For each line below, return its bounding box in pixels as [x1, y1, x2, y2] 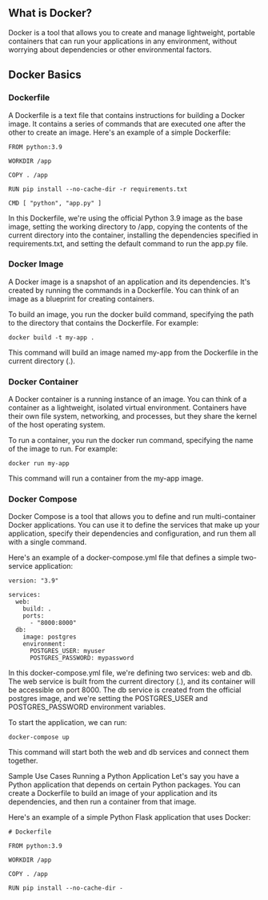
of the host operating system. [8, 420, 106, 430]
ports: [22, 612, 45, 620]
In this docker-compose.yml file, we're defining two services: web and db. [8, 668, 254, 678]
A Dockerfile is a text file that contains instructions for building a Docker [8, 110, 246, 120]
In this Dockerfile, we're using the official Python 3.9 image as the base [8, 213, 243, 223]
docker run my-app [8, 460, 70, 468]
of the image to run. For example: [8, 444, 118, 454]
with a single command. [8, 537, 87, 547]
